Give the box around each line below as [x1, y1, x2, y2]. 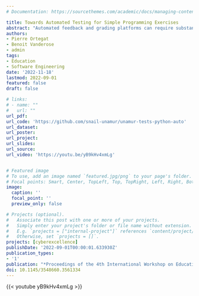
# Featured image [6, 168, 49, 174]
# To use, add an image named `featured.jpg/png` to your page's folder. [6, 173, 192, 179]
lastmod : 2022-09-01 [6, 75, 57, 81]
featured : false [6, 80, 46, 86]
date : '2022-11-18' [6, 69, 54, 75]
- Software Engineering [6, 64, 65, 70]
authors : [6, 30, 28, 36]
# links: [6, 96, 28, 103]
